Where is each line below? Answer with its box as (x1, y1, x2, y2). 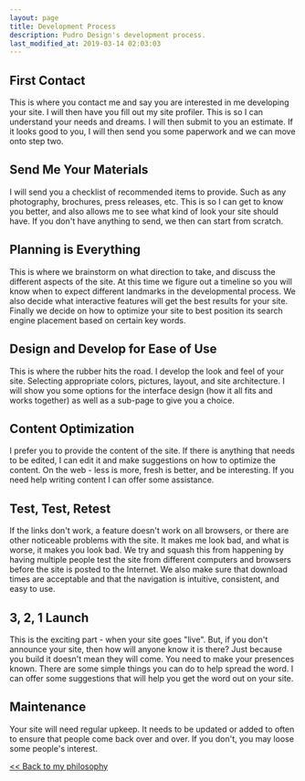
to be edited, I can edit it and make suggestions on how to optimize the (9, 455, 277, 466)
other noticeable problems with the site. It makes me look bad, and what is (9, 535, 289, 546)
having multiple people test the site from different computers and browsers (9, 554, 292, 565)
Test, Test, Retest (9, 501, 111, 516)
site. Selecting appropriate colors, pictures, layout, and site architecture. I (9, 375, 286, 386)
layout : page (9, 13, 59, 23)
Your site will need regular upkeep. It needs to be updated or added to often (9, 723, 295, 734)
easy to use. (9, 584, 56, 595)
